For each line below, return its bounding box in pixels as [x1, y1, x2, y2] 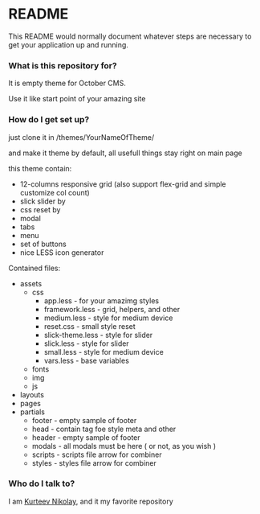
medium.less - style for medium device [43, 313, 173, 323]
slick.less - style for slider [43, 339, 130, 348]
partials [19, 407, 46, 417]
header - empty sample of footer [31, 432, 140, 442]
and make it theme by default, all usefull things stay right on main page [8, 148, 242, 158]
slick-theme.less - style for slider [43, 330, 153, 339]
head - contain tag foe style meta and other [31, 424, 177, 434]
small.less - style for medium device [43, 347, 165, 356]
